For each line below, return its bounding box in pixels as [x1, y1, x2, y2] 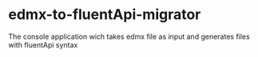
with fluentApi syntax [8, 40, 78, 49]
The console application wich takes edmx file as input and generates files [8, 32, 250, 41]
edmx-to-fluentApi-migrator [8, 6, 201, 24]
